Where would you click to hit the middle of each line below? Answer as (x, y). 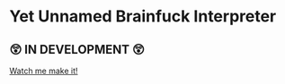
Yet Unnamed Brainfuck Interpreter (143, 17)
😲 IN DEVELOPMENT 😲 (77, 50)
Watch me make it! (44, 71)
